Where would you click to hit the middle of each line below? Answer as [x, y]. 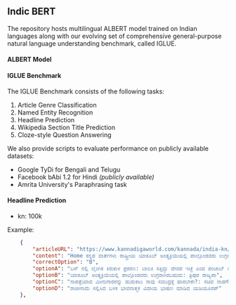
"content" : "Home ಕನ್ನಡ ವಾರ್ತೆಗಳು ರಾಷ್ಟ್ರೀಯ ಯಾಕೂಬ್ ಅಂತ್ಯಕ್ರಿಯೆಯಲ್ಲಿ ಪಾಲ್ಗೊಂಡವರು [124, 256]
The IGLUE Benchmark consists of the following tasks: [86, 91]
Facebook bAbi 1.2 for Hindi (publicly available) [86, 177]
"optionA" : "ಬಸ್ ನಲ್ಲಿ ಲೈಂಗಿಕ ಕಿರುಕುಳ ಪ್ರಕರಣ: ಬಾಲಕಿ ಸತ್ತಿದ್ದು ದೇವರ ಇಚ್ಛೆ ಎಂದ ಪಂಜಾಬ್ [129, 269]
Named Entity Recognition [55, 112]
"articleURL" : [53, 249]
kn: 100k [29, 216]
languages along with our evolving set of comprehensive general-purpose [114, 36]
